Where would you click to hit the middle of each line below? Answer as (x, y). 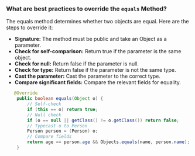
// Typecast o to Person (57, 126)
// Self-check (44, 104)
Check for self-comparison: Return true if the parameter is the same (98, 51)
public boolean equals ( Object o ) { (60, 99)
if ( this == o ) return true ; (63, 109)
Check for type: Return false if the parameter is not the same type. (95, 70)
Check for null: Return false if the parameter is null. (77, 64)
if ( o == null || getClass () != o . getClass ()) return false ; (103, 120)
